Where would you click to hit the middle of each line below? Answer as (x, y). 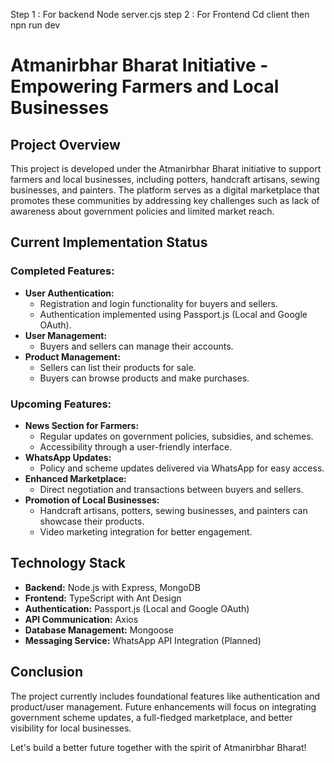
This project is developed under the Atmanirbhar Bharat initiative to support (166, 168)
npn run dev (35, 25)
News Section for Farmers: (82, 425)
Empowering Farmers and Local (145, 86)
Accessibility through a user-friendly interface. (136, 446)
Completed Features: (62, 271)
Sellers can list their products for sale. (118, 367)
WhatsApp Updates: (68, 457)
